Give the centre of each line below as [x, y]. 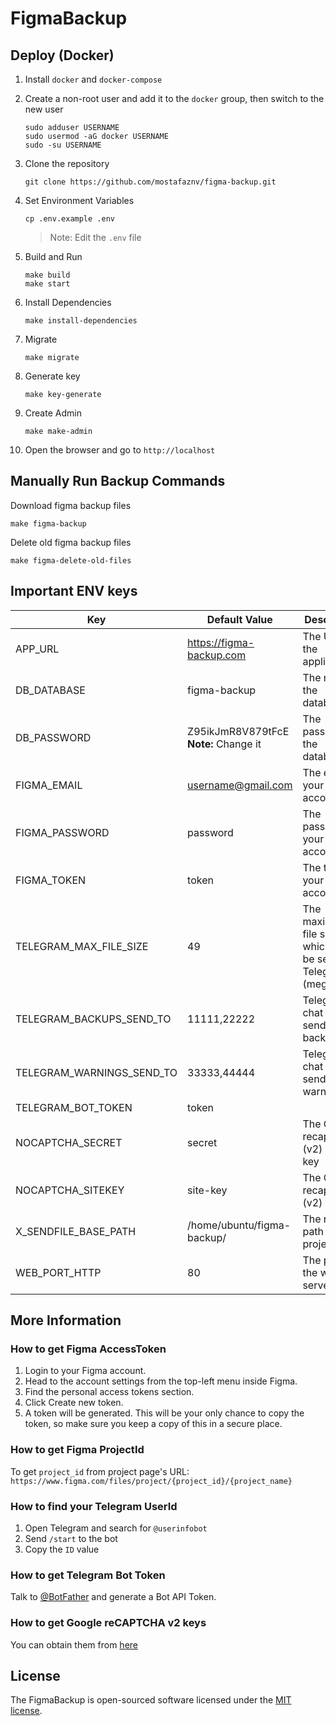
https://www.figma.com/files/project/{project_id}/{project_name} [151, 1481]
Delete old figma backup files [71, 542]
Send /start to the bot [71, 1538]
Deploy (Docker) [62, 55]
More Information [66, 1320]
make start [47, 284]
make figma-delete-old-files [71, 560]
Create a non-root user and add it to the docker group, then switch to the [174, 98]
